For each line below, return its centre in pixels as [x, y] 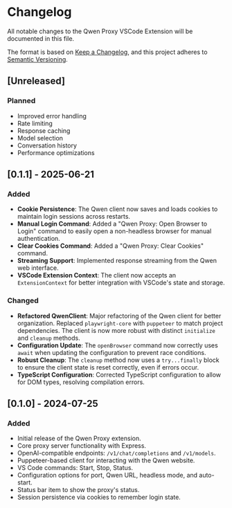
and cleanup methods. [49, 338]
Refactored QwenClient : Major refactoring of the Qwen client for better [119, 316]
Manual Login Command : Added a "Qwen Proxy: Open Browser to [112, 224]
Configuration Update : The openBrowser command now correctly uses [117, 345]
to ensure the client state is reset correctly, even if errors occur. [108, 367]
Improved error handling [52, 116]
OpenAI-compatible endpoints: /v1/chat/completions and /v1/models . [116, 453]
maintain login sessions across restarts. [73, 217]
